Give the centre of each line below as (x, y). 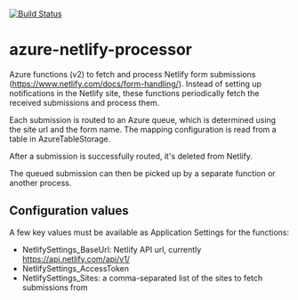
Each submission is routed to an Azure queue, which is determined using (143, 119)
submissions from (55, 287)
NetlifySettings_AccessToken (75, 268)
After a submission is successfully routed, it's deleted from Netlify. (131, 156)
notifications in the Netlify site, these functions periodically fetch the (134, 93)
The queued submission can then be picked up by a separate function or (142, 173)
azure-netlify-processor (101, 50)
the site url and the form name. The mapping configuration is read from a (143, 129)
